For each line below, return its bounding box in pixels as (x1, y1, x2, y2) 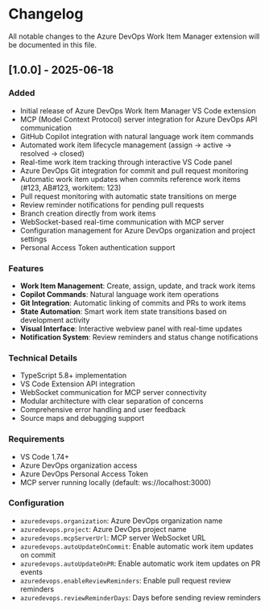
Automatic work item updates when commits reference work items (19, 174, 241, 183)
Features (8, 262, 44, 274)
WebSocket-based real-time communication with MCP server (19, 216, 225, 226)
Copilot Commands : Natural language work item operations (19, 289, 220, 299)
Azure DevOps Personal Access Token (19, 468, 149, 479)
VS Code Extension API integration (19, 379, 135, 389)
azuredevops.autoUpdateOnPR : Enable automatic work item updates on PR (19, 558, 261, 568)
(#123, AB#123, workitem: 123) (19, 183, 122, 192)
